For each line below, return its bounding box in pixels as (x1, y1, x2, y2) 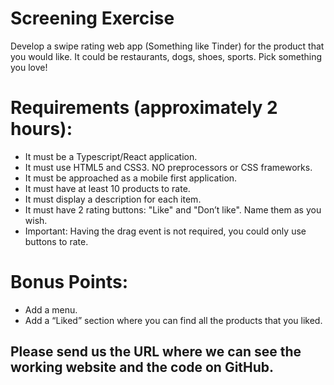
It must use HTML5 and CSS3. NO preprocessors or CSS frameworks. (24, 161, 313, 173)
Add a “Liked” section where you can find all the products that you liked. (24, 314, 323, 326)
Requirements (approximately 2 (10, 97, 278, 119)
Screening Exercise (10, 7, 175, 30)
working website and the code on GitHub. (10, 359, 275, 376)
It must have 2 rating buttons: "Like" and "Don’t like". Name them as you (24, 203, 322, 216)
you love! (10, 61, 48, 73)
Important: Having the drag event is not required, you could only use (24, 225, 307, 237)
